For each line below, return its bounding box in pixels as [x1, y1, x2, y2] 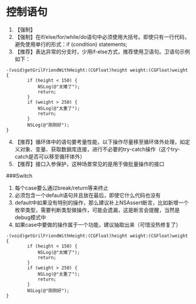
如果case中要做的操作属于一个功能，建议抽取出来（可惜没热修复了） [14, 221, 181, 228]
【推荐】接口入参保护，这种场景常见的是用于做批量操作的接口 [14, 160, 165, 167]
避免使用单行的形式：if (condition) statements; [14, 41, 128, 48]
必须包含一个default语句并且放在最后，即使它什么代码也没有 [14, 191, 161, 199]
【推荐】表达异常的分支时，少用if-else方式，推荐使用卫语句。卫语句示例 [14, 48, 190, 55]
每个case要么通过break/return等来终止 [14, 184, 109, 191]
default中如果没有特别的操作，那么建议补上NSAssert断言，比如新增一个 [14, 199, 190, 206]
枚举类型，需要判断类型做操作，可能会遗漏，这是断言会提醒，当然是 [14, 206, 180, 213]
